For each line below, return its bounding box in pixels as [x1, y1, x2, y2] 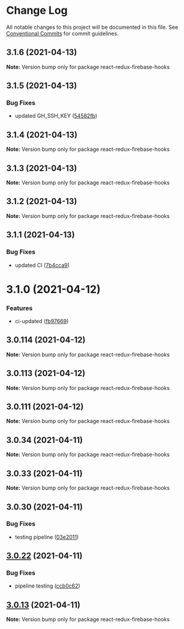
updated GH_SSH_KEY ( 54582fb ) [14, 112, 98, 120]
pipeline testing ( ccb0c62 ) [14, 582, 81, 589]
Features [6, 304, 33, 312]
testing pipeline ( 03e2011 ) [14, 533, 79, 541]
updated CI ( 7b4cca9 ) [14, 261, 70, 269]
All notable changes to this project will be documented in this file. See [6, 23, 179, 31]
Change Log [6, 4, 68, 17]
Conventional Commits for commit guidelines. [6, 29, 119, 37]
